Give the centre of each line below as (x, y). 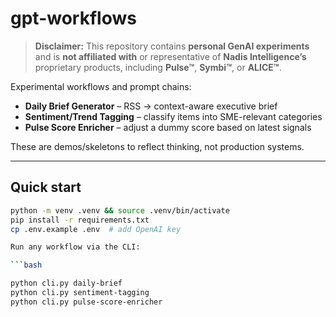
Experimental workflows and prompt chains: (101, 86)
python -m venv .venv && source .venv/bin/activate (120, 210)
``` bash (26, 265)
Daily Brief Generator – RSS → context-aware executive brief (151, 106)
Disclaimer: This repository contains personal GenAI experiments (172, 46)
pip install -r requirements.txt (80, 220)
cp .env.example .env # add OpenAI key (96, 229)
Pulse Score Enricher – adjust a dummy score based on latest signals (168, 127)
